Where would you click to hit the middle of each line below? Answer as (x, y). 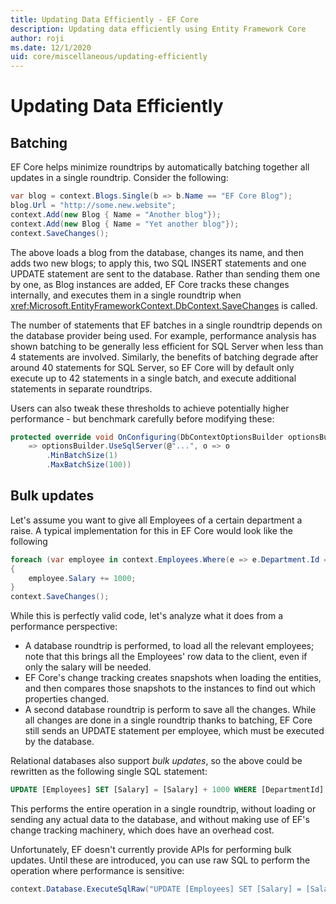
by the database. (59, 742)
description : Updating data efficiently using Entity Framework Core (158, 29)
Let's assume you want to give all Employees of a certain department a (156, 520)
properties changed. (67, 699)
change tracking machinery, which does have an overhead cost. (142, 830)
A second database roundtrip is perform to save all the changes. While (170, 710)
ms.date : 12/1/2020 (51, 47)
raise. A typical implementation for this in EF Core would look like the (151, 530)
